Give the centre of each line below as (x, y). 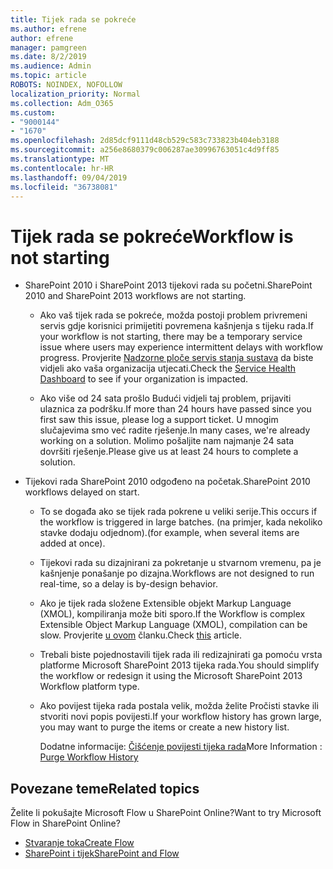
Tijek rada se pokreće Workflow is (152, 236)
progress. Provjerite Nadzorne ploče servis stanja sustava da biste (176, 358)
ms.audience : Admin (51, 66)
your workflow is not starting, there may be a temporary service (171, 337)
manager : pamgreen (48, 47)
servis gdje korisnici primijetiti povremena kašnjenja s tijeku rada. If (177, 326)
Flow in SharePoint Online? (65, 823)
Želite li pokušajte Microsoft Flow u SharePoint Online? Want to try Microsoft (166, 813)
